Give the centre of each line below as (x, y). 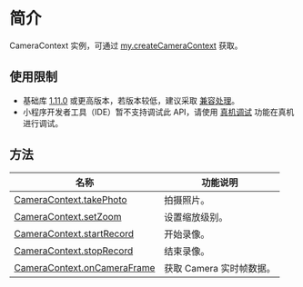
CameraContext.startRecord (74, 233)
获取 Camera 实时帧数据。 (219, 268)
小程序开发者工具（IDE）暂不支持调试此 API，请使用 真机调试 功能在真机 (158, 112)
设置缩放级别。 (196, 217)
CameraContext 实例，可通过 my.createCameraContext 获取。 (126, 45)
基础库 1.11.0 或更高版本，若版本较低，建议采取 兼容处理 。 (131, 100)
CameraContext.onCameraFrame (85, 267)
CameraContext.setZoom (68, 216)
